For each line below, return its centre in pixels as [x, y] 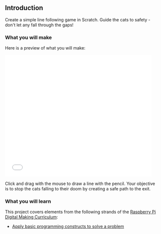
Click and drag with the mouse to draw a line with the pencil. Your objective [80, 184]
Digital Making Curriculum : [31, 217]
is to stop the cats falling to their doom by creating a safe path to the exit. [78, 189]
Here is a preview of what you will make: [45, 48]
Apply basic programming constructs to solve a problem [68, 226]
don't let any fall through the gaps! [39, 25]
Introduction [24, 8]
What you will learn [28, 201]
